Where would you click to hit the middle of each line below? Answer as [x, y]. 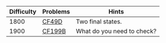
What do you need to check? [116, 31]
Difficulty [23, 11]
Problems [56, 11]
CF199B [54, 31]
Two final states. [99, 21]
